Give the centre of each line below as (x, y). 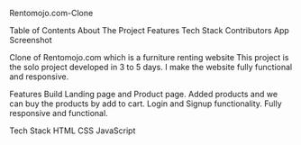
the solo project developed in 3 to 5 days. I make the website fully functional (151, 67)
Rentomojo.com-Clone (51, 13)
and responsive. (39, 77)
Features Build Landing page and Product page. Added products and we (143, 94)
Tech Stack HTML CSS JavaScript (73, 131)
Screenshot (31, 40)
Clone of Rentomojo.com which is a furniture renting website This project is (149, 57)
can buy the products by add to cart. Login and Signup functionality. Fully (146, 104)
